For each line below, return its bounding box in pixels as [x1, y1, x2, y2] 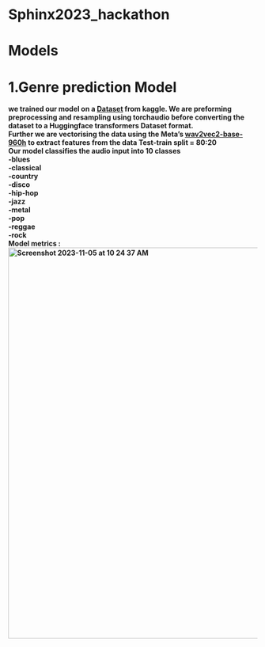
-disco [8, 180, 30, 189]
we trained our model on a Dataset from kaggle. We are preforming [8, 105, 232, 114]
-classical [8, 163, 42, 173]
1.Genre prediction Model [8, 78, 177, 96]
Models [8, 42, 59, 60]
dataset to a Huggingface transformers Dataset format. [8, 121, 194, 131]
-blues [8, 154, 31, 164]
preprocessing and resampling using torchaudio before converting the [8, 112, 245, 122]
